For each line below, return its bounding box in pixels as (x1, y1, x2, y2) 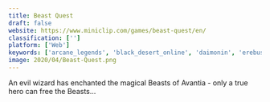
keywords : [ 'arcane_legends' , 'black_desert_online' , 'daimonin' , (8, 49, 235, 57)
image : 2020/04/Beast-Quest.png (8, 57, 117, 65)
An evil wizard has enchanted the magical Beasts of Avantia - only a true (8, 77, 248, 88)
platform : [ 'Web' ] (8, 41, 70, 49)
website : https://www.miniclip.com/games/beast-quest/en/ (8, 26, 207, 34)
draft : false (8, 19, 52, 27)
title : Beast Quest (8, 11, 74, 20)
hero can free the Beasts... (8, 86, 96, 96)
